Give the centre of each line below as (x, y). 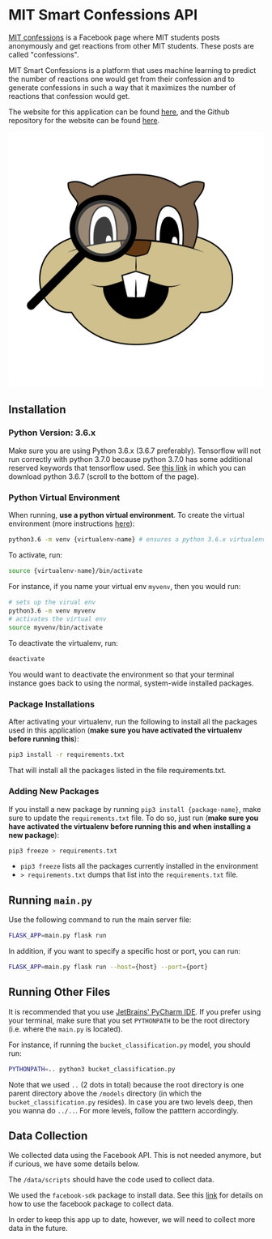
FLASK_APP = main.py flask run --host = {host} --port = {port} (108, 967)
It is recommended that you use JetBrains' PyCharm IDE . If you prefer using (135, 1011)
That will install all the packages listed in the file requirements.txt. (117, 771)
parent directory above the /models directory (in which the (105, 1093)
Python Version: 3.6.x (52, 433)
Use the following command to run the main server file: (100, 920)
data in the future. (38, 1228)
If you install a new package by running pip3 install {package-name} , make (135, 809)
